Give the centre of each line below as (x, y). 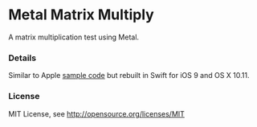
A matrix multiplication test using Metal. (73, 37)
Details (22, 58)
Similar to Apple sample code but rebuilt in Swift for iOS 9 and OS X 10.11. (129, 76)
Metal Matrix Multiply (81, 15)
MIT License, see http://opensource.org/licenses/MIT (96, 113)
